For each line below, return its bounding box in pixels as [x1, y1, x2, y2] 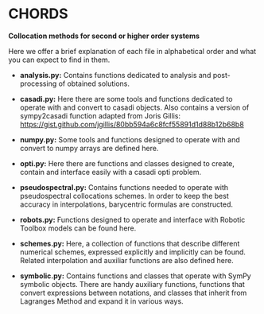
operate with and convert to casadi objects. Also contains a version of [19, 103, 250, 112]
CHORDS [8, 5, 69, 23]
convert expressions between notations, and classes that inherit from [19, 288, 247, 297]
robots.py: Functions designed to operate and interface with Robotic [19, 215, 246, 224]
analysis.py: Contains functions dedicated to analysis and [19, 70, 212, 79]
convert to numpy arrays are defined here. [19, 143, 159, 153]
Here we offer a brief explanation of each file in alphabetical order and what [8, 46, 257, 56]
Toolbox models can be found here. [19, 223, 137, 233]
